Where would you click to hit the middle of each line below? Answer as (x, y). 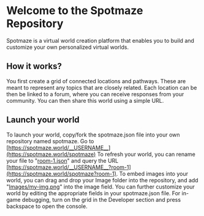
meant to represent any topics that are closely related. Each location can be (102, 88)
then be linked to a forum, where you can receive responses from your (95, 94)
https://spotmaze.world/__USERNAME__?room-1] (70, 167)
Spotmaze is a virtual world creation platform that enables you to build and (100, 40)
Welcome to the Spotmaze (75, 11)
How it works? (34, 66)
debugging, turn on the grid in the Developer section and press (101, 199)
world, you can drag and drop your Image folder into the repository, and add (102, 180)
